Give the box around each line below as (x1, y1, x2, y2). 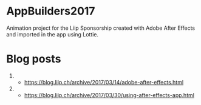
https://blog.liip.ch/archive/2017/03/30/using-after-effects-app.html (24, 91, 194, 98)
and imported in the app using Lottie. (6, 30, 99, 38)
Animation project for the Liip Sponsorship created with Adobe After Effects (6, 24, 196, 32)
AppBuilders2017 (6, 4, 95, 18)
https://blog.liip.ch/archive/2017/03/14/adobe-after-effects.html (24, 78, 184, 86)
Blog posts (6, 52, 61, 66)
